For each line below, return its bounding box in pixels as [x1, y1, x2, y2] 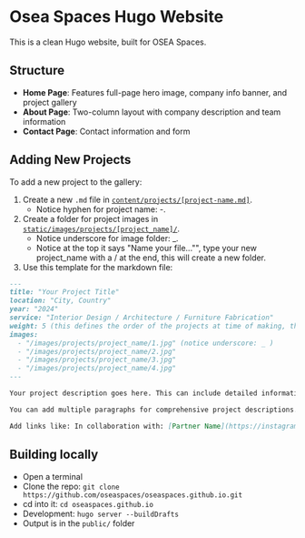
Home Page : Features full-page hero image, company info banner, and [22, 86, 288, 97]
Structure [9, 63, 65, 78]
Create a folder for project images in [22, 213, 159, 224]
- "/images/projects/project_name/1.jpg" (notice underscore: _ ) [17, 339, 274, 348]
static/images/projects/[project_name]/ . [22, 223, 180, 234]
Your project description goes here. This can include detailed [9, 389, 258, 398]
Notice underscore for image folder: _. [35, 232, 179, 243]
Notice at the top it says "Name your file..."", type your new [35, 242, 257, 253]
